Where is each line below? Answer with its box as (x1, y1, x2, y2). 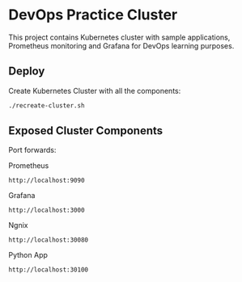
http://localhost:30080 (8, 236, 89, 244)
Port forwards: (8, 145, 57, 155)
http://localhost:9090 (8, 176, 85, 185)
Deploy (8, 65, 45, 78)
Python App (8, 250, 49, 260)
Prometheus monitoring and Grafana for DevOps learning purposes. (8, 40, 235, 50)
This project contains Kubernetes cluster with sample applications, (8, 32, 231, 42)
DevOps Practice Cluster (8, 6, 178, 24)
